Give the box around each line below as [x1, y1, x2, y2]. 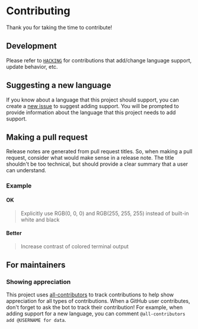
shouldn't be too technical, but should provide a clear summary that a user [6, 160, 189, 167]
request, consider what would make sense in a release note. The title [6, 154, 174, 162]
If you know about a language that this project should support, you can [6, 96, 179, 103]
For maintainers [6, 260, 66, 270]
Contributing [6, 4, 71, 18]
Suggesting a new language [6, 80, 111, 90]
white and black [20, 216, 60, 223]
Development [6, 41, 58, 51]
